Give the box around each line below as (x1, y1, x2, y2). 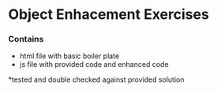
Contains (8, 34, 44, 45)
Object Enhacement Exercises (8, 6, 209, 24)
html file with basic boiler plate (19, 51, 120, 61)
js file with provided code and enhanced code (19, 60, 169, 69)
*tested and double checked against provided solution (8, 75, 185, 84)
